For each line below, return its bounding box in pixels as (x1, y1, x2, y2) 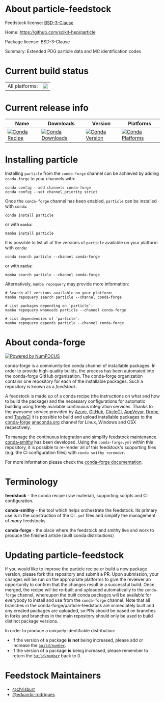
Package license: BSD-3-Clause (5, 38, 70, 45)
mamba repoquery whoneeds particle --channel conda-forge (5, 308, 126, 312)
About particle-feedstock (5, 3, 111, 15)
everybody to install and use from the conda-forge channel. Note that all (5, 597, 150, 603)
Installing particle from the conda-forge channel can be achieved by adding (5, 170, 159, 176)
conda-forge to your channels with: (5, 175, 76, 181)
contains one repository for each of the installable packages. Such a (5, 378, 143, 384)
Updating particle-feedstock (5, 549, 124, 561)
